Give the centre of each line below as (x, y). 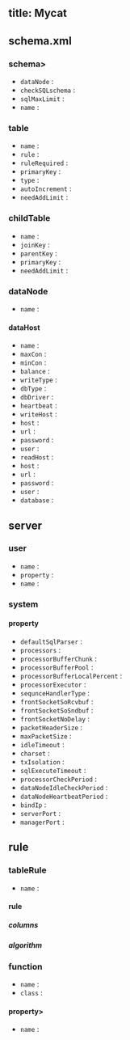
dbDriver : (37, 397)
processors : (40, 649)
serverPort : (40, 813)
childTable (29, 218)
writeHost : (39, 414)
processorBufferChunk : (58, 658)
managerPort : (42, 822)
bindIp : (33, 805)
